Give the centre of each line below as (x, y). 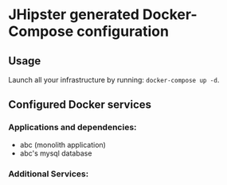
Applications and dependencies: (72, 127)
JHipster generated (74, 15)
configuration (123, 31)
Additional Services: (49, 174)
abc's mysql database (56, 153)
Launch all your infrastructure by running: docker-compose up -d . (114, 80)
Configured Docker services (80, 105)
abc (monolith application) (63, 145)
